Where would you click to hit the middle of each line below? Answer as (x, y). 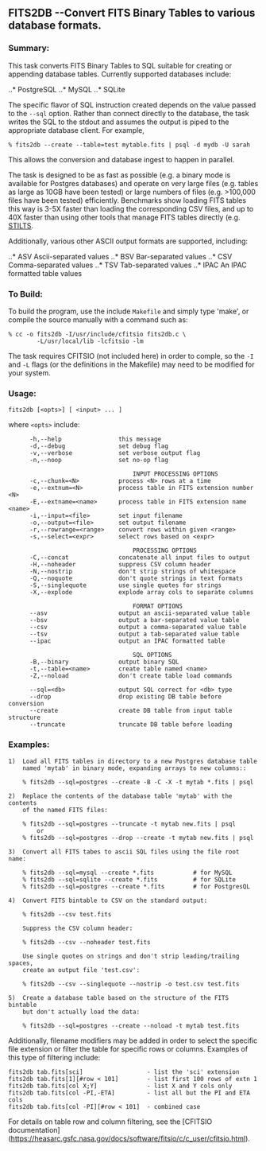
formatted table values (45, 273)
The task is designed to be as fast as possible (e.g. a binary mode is (120, 175)
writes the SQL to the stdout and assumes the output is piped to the (119, 122)
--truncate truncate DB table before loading (131, 725)
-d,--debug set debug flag (99, 446)
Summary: (29, 49)
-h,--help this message (95, 439)
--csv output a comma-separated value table (138, 628)
